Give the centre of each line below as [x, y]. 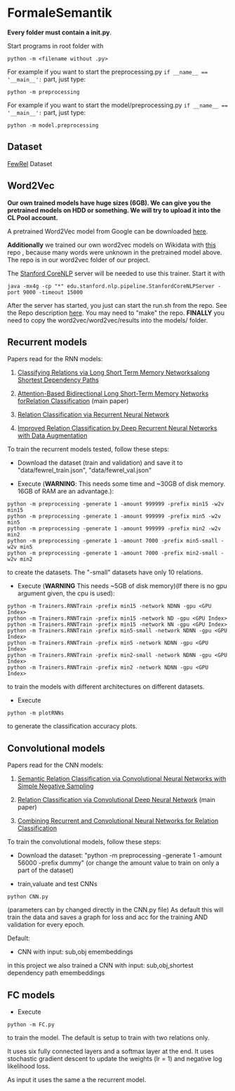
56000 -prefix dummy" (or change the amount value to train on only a [118, 863]
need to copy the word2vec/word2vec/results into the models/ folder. [108, 320]
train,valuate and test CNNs [57, 884]
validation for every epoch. [46, 925]
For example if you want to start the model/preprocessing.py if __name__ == [117, 105]
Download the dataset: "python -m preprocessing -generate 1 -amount [120, 855]
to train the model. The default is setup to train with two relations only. [108, 1038]
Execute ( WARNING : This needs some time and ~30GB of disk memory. [121, 484]
